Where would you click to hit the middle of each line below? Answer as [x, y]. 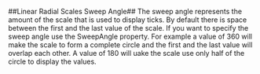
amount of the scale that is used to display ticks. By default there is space [128, 20]
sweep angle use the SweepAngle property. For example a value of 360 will [130, 36]
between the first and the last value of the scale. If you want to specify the [128, 28]
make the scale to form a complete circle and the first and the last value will [130, 45]
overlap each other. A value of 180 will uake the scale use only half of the [126, 53]
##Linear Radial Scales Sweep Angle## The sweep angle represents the [125, 11]
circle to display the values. [52, 61]
